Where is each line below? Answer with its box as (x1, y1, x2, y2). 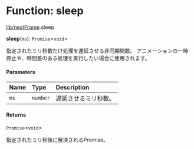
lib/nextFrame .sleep (6, 24, 55, 31)
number (31, 95, 50, 101)
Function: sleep (6, 4, 84, 18)
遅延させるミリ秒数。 (55, 94, 115, 102)
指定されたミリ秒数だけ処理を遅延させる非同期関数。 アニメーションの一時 (6, 47, 189, 54)
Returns (6, 111, 27, 118)
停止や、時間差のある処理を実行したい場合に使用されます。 (6, 54, 150, 61)
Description (55, 84, 90, 92)
